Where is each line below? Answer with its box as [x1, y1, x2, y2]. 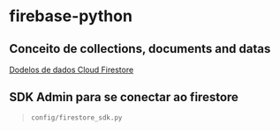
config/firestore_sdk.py [30, 113, 123, 122]
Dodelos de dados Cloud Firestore [9, 64, 134, 75]
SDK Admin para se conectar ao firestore [9, 90, 238, 105]
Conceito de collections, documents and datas [9, 41, 271, 56]
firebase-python [9, 6, 132, 26]
